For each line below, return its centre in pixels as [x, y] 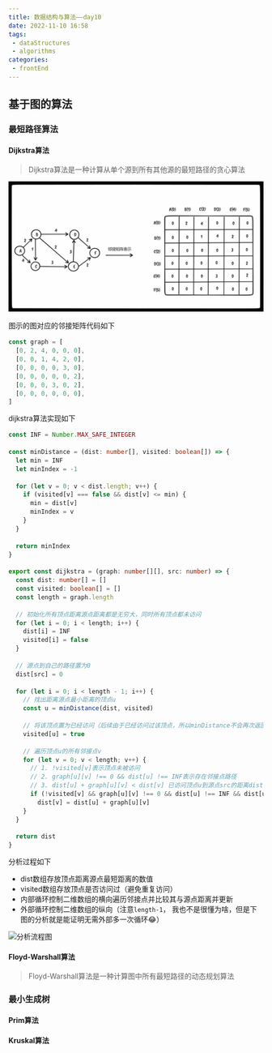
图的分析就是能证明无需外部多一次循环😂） [92, 919]
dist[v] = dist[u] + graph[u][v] [94, 803]
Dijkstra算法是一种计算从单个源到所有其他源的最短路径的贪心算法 [136, 169]
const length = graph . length [65, 597]
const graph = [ [36, 342]
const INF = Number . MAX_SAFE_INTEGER [72, 435]
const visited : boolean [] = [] [68, 589]
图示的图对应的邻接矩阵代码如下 [62, 326]
